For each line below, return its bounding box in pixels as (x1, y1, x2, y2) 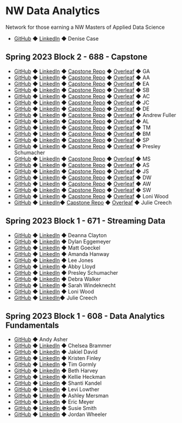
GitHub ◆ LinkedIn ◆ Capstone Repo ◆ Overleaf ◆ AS (14, 161, 150, 168)
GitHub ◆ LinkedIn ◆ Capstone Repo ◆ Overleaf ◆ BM (14, 130, 151, 137)
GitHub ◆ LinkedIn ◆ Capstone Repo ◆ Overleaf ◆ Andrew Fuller (14, 111, 177, 118)
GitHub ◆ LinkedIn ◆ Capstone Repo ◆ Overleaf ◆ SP (14, 136, 150, 144)
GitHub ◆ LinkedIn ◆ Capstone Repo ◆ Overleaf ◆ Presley (14, 142, 161, 149)
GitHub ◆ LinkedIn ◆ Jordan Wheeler (14, 411, 107, 418)
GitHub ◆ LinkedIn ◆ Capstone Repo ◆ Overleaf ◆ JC (14, 99, 150, 106)
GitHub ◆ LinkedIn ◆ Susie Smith (14, 405, 97, 412)
